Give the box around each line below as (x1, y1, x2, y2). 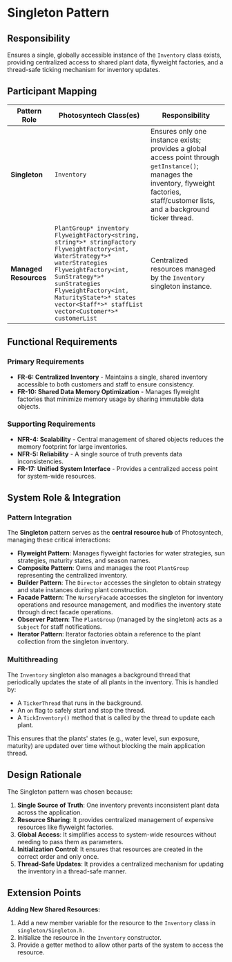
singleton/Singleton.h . (17, 926, 85, 934)
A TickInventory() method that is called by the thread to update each (17, 713, 215, 722)
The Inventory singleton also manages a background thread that (7, 670, 191, 679)
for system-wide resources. (17, 472, 97, 480)
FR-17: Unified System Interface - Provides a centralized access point (17, 464, 218, 472)
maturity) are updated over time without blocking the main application (7, 741, 206, 749)
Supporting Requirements (7, 419, 96, 429)
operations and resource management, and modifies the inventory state (17, 600, 222, 609)
